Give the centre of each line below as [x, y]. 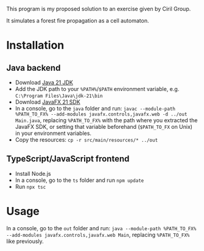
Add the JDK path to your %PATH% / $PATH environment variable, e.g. [97, 89]
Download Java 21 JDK [44, 82]
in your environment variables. [53, 133]
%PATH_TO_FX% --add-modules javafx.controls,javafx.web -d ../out [101, 114]
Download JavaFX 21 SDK [47, 102]
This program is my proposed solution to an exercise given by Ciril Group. [99, 9]
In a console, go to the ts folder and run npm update [79, 180]
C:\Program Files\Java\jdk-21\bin [59, 96]
